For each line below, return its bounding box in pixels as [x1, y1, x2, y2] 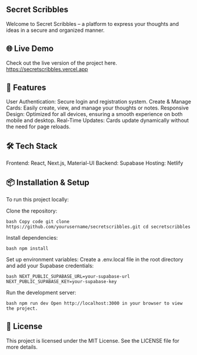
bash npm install [6, 245, 49, 252]
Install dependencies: [6, 234, 58, 241]
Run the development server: [6, 289, 76, 296]
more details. [6, 343, 38, 350]
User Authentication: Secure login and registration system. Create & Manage [6, 98, 191, 105]
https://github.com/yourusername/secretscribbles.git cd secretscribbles [6, 224, 191, 230]
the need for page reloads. [6, 123, 71, 130]
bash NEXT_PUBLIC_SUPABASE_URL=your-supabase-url [6, 274, 131, 280]
